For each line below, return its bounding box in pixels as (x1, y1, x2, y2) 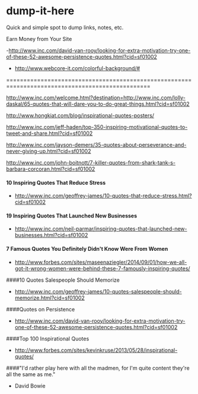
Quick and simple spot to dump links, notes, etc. (6, 24, 124, 31)
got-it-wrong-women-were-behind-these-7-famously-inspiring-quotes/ (14, 264, 191, 272)
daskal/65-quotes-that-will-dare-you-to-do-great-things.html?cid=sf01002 (6, 100, 190, 108)
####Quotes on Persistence (6, 305, 75, 313)
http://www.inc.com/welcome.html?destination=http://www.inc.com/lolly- (6, 94, 186, 101)
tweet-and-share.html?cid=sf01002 (6, 130, 93, 137)
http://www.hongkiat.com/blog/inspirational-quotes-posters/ (6, 112, 155, 119)
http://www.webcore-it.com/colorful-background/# (14, 64, 140, 72)
